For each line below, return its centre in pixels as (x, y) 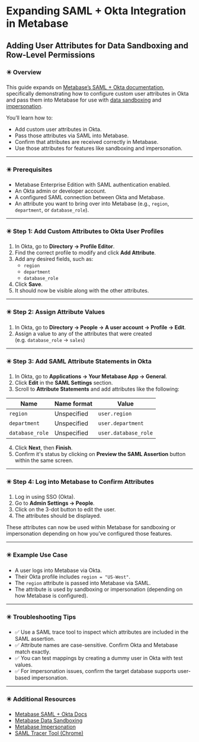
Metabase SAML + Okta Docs (51, 714)
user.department (121, 424)
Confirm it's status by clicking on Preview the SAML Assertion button (100, 454)
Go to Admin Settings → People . (54, 503)
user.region (115, 414)
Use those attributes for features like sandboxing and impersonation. (98, 148)
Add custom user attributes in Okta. (58, 129)
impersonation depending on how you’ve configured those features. (89, 534)
